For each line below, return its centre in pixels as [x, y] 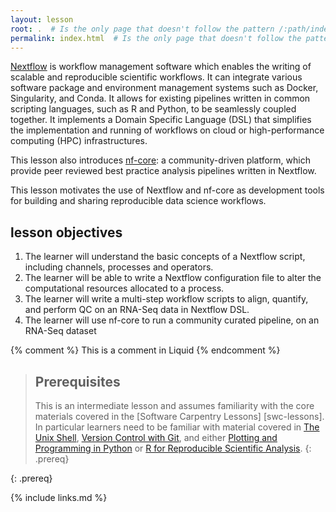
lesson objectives [66, 232]
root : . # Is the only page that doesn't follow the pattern [142, 29]
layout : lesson [42, 19]
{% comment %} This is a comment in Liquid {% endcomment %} [145, 350]
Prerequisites [77, 381]
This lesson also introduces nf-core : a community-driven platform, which [160, 160]
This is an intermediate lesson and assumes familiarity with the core [174, 405]
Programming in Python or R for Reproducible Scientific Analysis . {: [173, 448]
